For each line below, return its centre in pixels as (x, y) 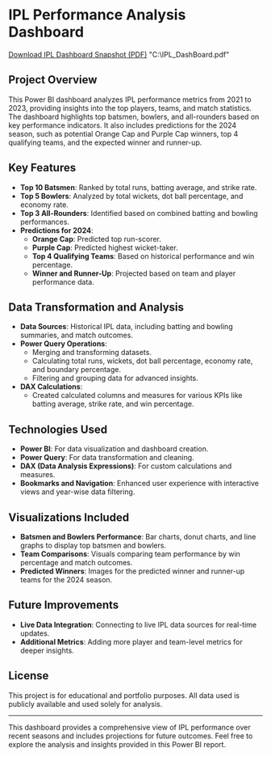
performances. (45, 222)
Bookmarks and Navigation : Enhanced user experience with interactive (140, 484)
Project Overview (53, 80)
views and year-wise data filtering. (77, 492)
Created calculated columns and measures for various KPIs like (137, 395)
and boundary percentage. (76, 370)
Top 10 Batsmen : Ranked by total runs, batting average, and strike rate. (138, 187)
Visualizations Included (69, 517)
